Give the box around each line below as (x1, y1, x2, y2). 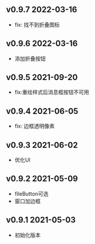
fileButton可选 (14, 190, 49, 197)
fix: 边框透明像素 (14, 123, 55, 130)
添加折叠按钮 (14, 55, 46, 62)
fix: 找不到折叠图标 (14, 21, 60, 28)
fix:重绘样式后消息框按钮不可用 (14, 88, 90, 96)
